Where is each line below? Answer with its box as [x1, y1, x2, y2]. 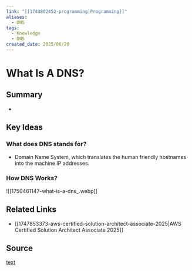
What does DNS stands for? [6, 140, 87, 148]
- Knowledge [11, 31, 41, 36]
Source [6, 243, 33, 253]
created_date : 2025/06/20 [6, 42, 69, 48]
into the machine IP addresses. [14, 160, 90, 167]
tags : [6, 25, 19, 31]
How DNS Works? [6, 174, 58, 182]
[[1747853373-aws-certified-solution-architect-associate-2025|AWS [14, 220, 181, 227]
